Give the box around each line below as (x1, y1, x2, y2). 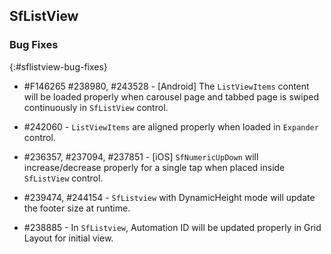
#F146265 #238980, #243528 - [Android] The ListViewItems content (23, 80, 310, 92)
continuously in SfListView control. (23, 101, 169, 113)
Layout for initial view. (23, 232, 114, 244)
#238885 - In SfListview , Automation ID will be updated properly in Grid (23, 221, 322, 233)
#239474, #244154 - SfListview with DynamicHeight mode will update (23, 191, 316, 203)
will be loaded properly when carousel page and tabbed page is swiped (23, 90, 319, 103)
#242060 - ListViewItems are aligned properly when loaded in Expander (23, 120, 319, 133)
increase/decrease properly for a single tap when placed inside (23, 161, 286, 173)
